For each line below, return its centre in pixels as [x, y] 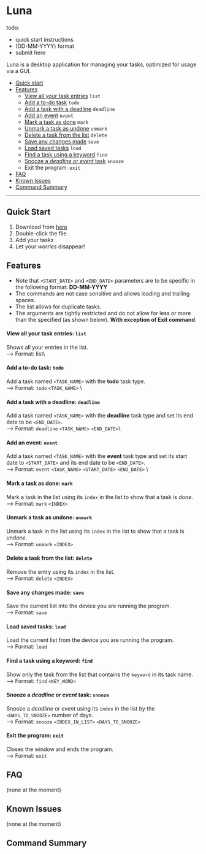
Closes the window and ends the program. [60, 749]
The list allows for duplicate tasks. [58, 307]
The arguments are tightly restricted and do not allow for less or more [103, 313]
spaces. [25, 300]
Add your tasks [34, 240]
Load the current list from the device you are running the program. [90, 640]
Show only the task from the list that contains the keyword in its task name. [100, 674]
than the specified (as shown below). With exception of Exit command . [106, 319]
